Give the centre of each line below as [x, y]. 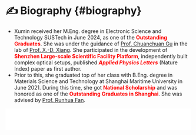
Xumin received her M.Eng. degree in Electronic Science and [88, 31]
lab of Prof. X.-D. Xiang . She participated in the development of [91, 50]
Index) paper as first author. [48, 68]
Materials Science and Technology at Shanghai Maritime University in [98, 81]
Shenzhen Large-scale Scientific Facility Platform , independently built [101, 56]
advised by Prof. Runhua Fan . [50, 100]
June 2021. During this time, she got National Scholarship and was [96, 87]
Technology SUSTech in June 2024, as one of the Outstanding [91, 37]
